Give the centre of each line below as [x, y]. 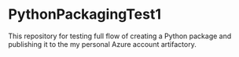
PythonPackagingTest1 [85, 14]
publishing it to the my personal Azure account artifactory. [102, 44]
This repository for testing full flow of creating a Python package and [120, 36]
